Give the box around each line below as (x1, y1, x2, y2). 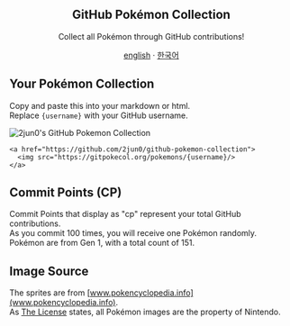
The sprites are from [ (9, 287, 91, 298)
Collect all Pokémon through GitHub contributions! (58, 31, 245, 41)
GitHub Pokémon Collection (71, 7, 231, 23)
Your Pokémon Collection (9, 77, 155, 92)
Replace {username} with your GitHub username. (9, 110, 189, 121)
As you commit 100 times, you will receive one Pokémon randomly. (9, 228, 258, 239)
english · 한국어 (122, 50, 180, 60)
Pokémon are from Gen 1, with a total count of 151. (9, 238, 195, 249)
